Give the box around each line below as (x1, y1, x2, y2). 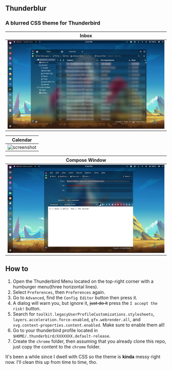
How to (5, 264, 29, 274)
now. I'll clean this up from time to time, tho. (5, 359, 98, 365)
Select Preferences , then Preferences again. (12, 289, 105, 295)
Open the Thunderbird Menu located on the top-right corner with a (12, 278, 154, 284)
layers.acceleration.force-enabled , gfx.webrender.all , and (12, 316, 141, 322)
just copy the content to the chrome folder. (12, 343, 101, 349)
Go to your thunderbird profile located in (12, 327, 98, 333)
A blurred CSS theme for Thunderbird (5, 20, 101, 27)
